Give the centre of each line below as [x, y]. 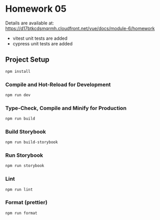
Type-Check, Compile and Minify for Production [66, 108]
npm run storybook [25, 166]
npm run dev [18, 95]
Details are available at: [30, 23]
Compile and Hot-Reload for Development [58, 85]
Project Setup [28, 60]
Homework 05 [36, 9]
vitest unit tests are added [40, 38]
